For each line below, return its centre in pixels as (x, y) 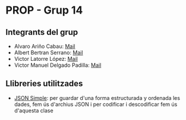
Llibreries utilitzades (44, 84)
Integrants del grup (42, 32)
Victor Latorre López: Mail (46, 59)
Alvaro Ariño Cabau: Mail (45, 46)
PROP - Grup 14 (44, 10)
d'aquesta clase (34, 111)
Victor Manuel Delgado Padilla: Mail (58, 65)
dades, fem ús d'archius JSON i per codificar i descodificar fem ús (96, 104)
